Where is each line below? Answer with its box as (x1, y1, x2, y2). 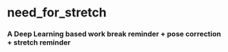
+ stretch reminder (7, 38, 71, 47)
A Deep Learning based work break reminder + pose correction (7, 29, 221, 39)
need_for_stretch (7, 5, 107, 21)
